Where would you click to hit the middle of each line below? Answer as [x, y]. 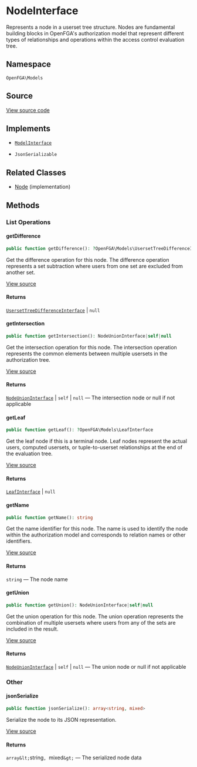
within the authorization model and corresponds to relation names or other [96, 535]
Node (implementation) [43, 187]
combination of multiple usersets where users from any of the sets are [91, 622]
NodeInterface [42, 11]
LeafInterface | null [31, 492]
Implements [28, 129]
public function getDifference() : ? [51, 248]
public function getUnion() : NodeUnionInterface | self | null [80, 605]
